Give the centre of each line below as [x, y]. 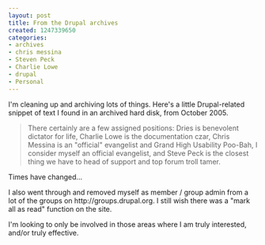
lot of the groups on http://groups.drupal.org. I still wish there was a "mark [129, 200]
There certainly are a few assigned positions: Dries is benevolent [133, 128]
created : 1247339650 [42, 30]
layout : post [30, 15]
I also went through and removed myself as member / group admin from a [129, 192]
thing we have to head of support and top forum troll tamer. [124, 161]
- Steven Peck [32, 60]
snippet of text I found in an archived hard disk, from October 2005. [118, 112]
